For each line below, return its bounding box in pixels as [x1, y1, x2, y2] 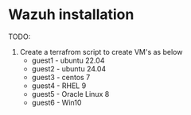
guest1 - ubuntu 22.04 [31, 56, 105, 65]
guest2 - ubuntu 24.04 [31, 63, 107, 73]
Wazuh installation [8, 6, 134, 24]
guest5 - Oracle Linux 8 [31, 89, 110, 98]
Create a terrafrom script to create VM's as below [19, 47, 183, 56]
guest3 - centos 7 [31, 72, 91, 82]
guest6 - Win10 [31, 98, 82, 107]
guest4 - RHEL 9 [31, 81, 87, 90]
